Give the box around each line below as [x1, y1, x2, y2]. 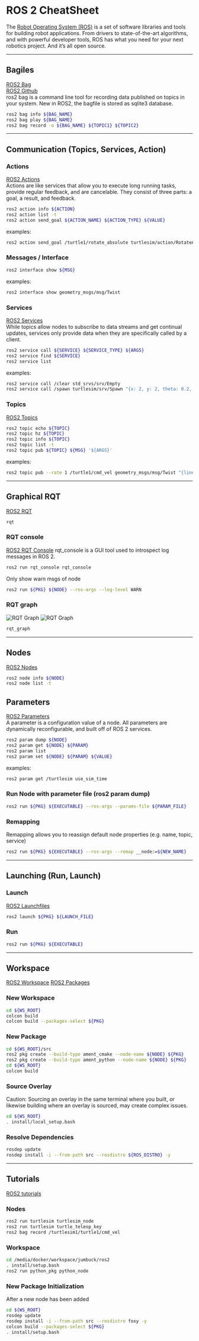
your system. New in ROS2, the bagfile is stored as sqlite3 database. [6, 99, 174, 107]
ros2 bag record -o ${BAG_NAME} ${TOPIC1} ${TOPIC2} [6, 123, 139, 128]
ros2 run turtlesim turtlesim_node [6, 1218, 94, 1224]
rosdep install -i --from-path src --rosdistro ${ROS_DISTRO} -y [6, 1152, 171, 1158]
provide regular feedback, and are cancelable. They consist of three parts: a [6, 189, 192, 196]
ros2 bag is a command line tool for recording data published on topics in [6, 93, 185, 101]
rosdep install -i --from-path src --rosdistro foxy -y [6, 1318, 147, 1324]
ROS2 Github [6, 87, 38, 94]
